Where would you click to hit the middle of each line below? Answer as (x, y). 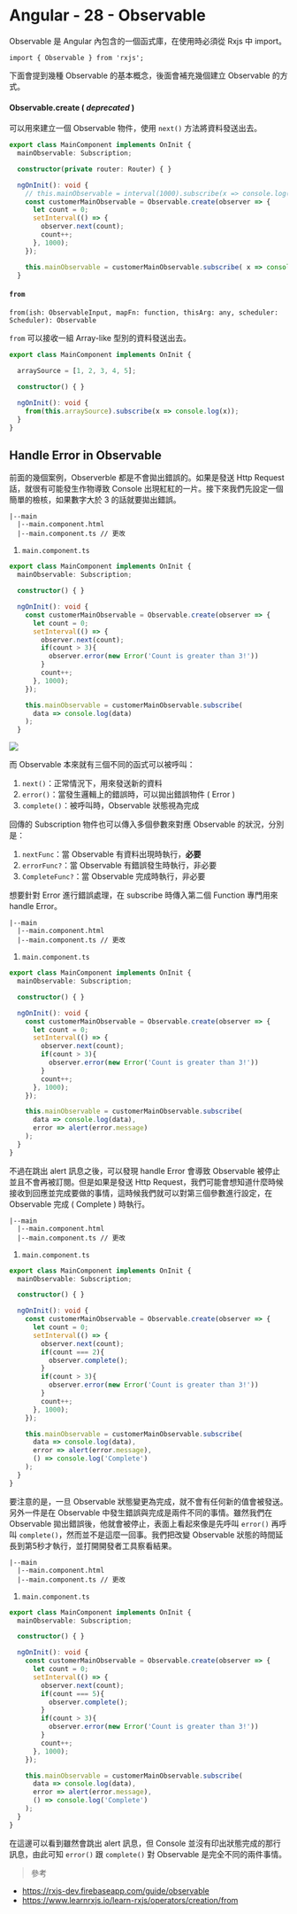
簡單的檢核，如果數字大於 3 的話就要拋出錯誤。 (95, 500)
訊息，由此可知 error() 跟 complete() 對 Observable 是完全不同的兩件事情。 (148, 1854)
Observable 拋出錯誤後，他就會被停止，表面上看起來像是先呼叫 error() (139, 1523)
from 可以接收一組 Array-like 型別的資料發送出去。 (100, 338)
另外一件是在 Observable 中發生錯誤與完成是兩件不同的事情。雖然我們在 (141, 1513)
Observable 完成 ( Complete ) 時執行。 (80, 1204)
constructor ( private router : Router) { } (95, 169)
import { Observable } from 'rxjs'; (76, 58)
